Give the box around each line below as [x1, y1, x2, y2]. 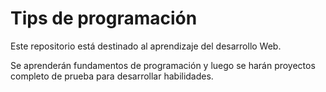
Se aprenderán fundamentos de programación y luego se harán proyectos [10, 59, 316, 71]
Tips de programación [10, 7, 198, 30]
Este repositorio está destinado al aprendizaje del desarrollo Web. [10, 40, 282, 52]
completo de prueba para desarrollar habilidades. [10, 70, 214, 82]
